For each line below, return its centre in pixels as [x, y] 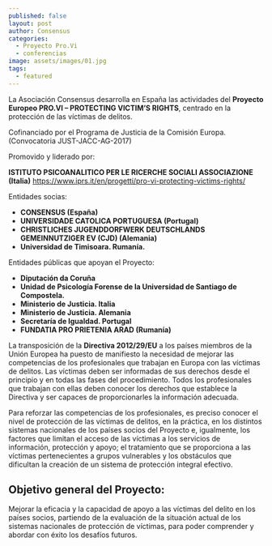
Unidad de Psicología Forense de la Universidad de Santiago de [128, 286]
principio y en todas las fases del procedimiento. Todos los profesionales [130, 380]
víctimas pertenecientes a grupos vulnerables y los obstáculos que [120, 455]
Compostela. [42, 295]
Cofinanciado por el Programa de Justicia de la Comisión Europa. [117, 132]
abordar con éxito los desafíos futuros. [73, 535]
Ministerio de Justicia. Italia [68, 304]
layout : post [30, 23]
